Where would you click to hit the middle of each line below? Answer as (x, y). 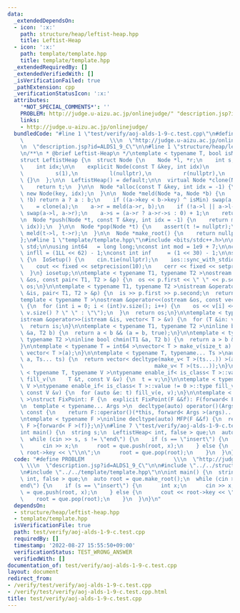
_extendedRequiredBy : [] (51, 67)
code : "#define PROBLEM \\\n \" (107, 459)
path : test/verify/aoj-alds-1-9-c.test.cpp (79, 532)
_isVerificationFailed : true (57, 80)
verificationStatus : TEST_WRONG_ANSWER (73, 552)
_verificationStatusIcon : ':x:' (62, 94)
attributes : (32, 101)
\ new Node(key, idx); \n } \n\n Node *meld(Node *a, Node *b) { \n (122, 194)
